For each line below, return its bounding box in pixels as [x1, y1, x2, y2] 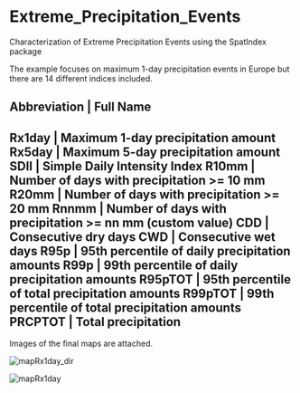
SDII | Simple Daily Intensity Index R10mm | [9, 158, 256, 174]
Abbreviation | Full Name [9, 100, 152, 115]
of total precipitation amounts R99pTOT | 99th [9, 285, 275, 301]
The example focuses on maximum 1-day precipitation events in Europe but [9, 63, 290, 74]
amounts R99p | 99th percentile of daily [9, 257, 239, 273]
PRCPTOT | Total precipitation [9, 314, 182, 330]
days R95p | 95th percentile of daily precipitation [9, 243, 291, 259]
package [9, 45, 42, 56]
